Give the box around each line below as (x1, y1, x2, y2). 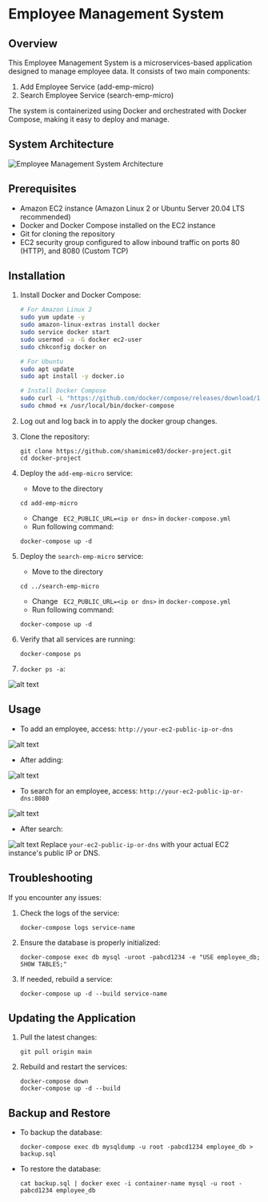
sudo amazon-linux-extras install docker (19, 321, 160, 329)
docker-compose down (19, 1078, 89, 1086)
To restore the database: (19, 1164, 102, 1174)
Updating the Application (8, 1011, 136, 1025)
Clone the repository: (19, 432, 90, 441)
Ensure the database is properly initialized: (19, 938, 161, 947)
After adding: (19, 754, 64, 765)
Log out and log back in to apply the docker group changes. (19, 416, 218, 425)
